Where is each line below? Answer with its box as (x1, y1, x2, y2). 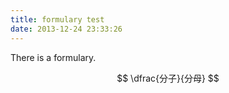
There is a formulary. (10, 51, 97, 63)
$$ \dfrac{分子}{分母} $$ (116, 72, 220, 84)
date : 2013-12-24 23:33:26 (10, 24, 123, 34)
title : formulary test (10, 14, 105, 25)
